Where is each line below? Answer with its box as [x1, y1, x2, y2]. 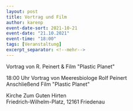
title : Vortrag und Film [6, 14, 67, 20]
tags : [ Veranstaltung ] [6, 42, 62, 48]
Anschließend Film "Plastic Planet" [6, 80, 90, 88]
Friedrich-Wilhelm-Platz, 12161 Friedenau [6, 98, 105, 105]
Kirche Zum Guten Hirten [6, 92, 66, 99]
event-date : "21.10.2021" [6, 31, 69, 36]
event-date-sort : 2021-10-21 [6, 25, 78, 31]
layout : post [6, 8, 38, 15]
